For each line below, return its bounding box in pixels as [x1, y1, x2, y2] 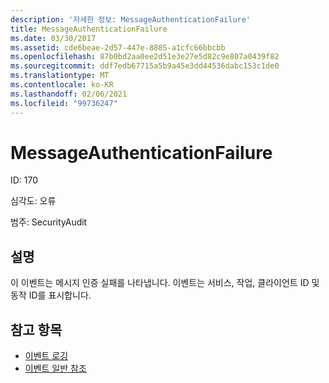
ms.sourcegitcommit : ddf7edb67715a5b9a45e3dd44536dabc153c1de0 [10, 61, 280, 71]
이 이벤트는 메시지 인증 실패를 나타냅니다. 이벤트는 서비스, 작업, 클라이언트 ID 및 [10, 277, 320, 289]
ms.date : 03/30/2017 [10, 33, 97, 43]
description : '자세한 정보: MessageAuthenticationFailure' [10, 14, 252, 25]
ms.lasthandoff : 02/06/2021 [10, 89, 128, 99]
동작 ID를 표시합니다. [10, 289, 92, 301]
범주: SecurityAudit [10, 216, 88, 228]
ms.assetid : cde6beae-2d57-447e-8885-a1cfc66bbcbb [10, 42, 226, 53]
